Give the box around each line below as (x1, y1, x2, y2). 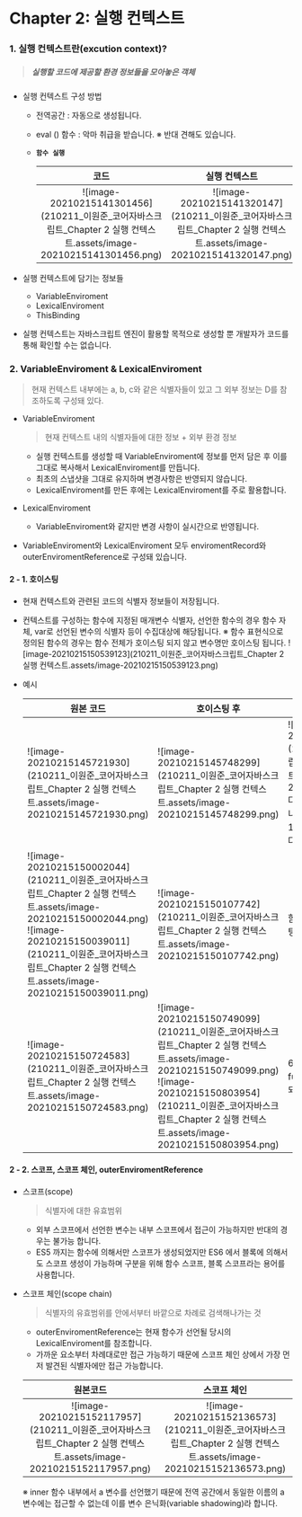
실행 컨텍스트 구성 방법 (22, 91, 102, 102)
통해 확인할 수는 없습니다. (22, 340, 112, 350)
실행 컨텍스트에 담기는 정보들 (22, 273, 124, 284)
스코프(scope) (22, 1185, 74, 1196)
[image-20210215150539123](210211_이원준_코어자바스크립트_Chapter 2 (22, 648, 285, 659)
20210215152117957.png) (29, 1462, 151, 1475)
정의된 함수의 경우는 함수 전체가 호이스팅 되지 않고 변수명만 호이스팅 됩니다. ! (22, 637, 291, 648)
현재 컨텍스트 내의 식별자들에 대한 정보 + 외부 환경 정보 (44, 432, 237, 443)
